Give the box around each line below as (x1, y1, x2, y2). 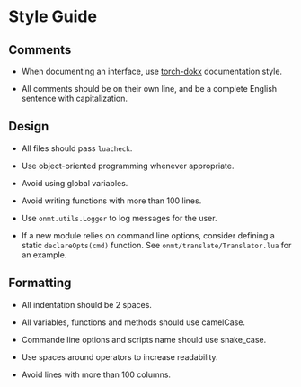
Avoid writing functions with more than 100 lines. (21, 195, 202, 206)
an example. (21, 249, 67, 260)
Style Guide (8, 6, 98, 27)
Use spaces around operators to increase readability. (21, 351, 218, 362)
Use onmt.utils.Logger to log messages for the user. (21, 212, 217, 223)
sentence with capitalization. (21, 93, 128, 103)
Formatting (8, 275, 72, 291)
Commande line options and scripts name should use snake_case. (21, 334, 267, 345)
